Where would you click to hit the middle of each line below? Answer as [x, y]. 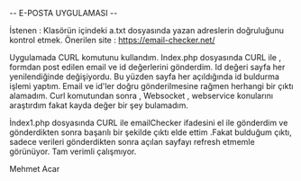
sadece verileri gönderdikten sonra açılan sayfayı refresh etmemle [132, 142]
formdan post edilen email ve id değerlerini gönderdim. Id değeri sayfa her [147, 67]
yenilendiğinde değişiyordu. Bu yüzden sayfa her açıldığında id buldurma [144, 77]
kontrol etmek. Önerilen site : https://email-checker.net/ [112, 40]
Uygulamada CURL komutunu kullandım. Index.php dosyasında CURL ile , [146, 57]
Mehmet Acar [35, 169]
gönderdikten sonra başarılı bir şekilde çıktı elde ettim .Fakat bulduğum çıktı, [151, 132]
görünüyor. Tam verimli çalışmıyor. [73, 151]
